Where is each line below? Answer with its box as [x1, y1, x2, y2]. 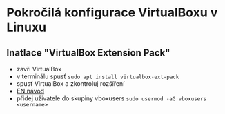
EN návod [16, 87, 45, 95]
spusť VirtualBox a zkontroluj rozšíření [16, 80, 125, 87]
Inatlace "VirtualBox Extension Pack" [6, 47, 170, 58]
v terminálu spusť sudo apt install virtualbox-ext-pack [16, 72, 179, 80]
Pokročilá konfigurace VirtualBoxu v [6, 5, 218, 21]
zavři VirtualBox [16, 65, 62, 73]
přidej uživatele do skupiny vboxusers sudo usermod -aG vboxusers [16, 94, 207, 102]
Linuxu [6, 19, 46, 35]
